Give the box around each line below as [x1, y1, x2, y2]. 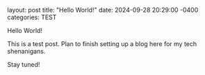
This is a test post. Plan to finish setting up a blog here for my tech [7, 40, 197, 47]
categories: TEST [7, 13, 57, 21]
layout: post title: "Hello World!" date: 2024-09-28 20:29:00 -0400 [7, 6, 199, 14]
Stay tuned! [7, 61, 40, 68]
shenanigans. [7, 47, 46, 55]
